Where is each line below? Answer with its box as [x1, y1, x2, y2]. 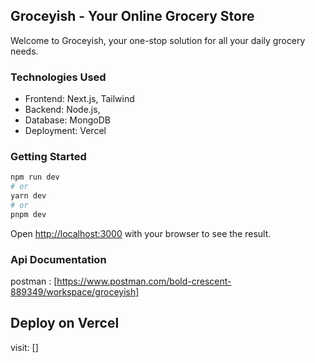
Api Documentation [10, 252, 107, 266]
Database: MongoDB [24, 114, 111, 126]
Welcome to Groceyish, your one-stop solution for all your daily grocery [10, 34, 306, 46]
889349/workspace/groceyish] [10, 286, 140, 298]
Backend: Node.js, [24, 104, 101, 116]
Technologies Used [10, 70, 107, 84]
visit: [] [10, 341, 39, 353]
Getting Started [10, 150, 87, 164]
